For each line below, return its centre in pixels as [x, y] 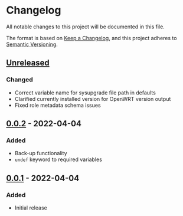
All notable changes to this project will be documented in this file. [86, 27]
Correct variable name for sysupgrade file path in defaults [85, 93]
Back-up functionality [41, 153]
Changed [20, 80]
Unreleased [28, 63]
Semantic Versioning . [32, 44]
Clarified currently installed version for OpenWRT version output [93, 99]
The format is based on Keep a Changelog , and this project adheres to [91, 38]
